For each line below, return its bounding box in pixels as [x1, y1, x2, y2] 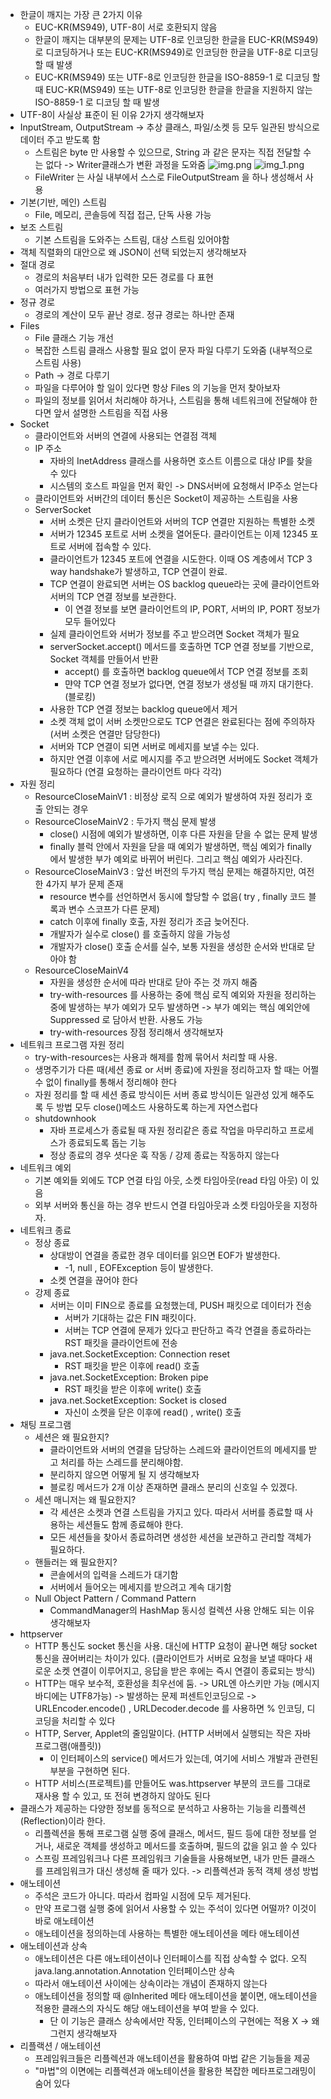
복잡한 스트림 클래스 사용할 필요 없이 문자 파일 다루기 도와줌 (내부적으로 [34, 344, 313, 356]
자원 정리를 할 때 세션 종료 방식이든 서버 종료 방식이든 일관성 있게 [34, 1089, 288, 1100]
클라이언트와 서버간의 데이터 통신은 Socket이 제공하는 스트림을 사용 [34, 493, 299, 504]
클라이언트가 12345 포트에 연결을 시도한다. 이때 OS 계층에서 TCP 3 [49, 553, 313, 565]
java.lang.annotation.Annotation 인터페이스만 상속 [34, 1965, 236, 1977]
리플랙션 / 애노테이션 [19, 2040, 102, 2052]
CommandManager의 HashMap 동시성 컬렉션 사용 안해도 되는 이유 [49, 1604, 315, 1616]
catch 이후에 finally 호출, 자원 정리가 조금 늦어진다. [49, 916, 250, 927]
